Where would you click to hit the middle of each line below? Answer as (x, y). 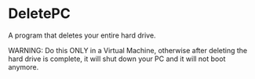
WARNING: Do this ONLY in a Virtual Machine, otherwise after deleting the (128, 50)
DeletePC (39, 14)
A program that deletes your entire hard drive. (82, 35)
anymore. (24, 66)
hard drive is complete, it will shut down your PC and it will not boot (117, 59)
